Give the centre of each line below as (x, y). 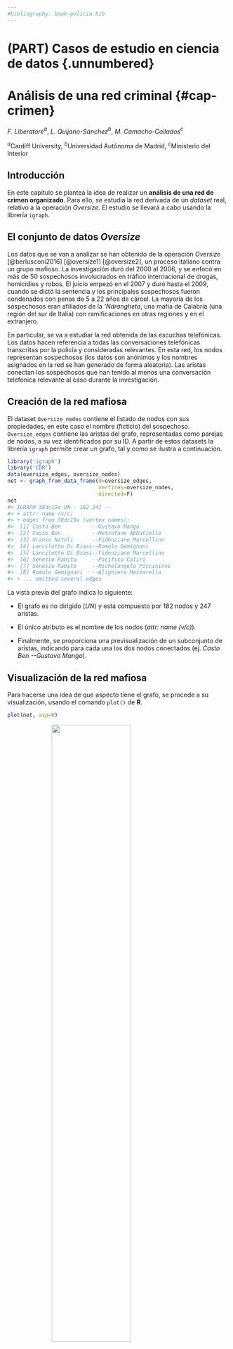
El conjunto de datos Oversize (74, 237)
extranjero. (23, 321)
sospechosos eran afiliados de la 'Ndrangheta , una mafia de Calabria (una (115, 306)
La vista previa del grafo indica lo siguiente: (70, 593)
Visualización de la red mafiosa (77, 678)
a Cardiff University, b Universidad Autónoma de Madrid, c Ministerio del (109, 146)
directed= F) (115, 494)
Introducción (36, 175)
